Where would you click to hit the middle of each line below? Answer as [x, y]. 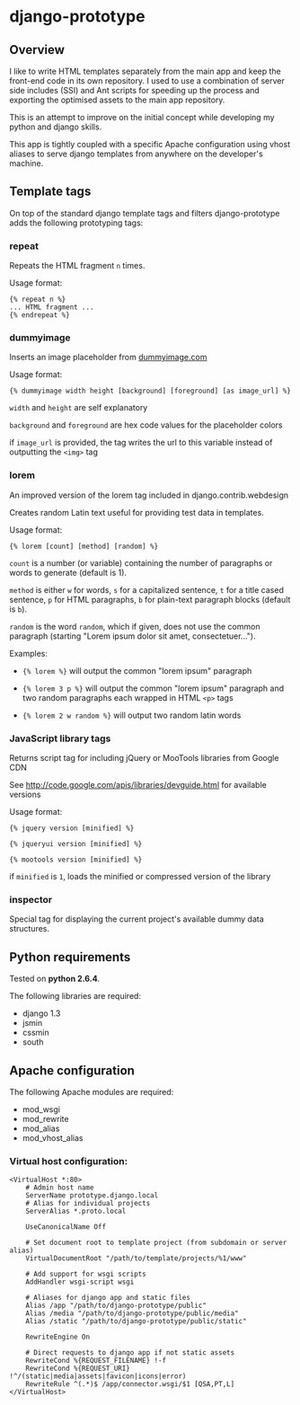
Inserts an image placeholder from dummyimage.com [108, 358]
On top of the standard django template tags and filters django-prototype [145, 213]
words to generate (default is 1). [68, 572]
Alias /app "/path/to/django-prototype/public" [116, 1306]
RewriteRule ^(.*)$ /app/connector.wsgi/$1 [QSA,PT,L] [130, 1384]
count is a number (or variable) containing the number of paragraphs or [141, 562]
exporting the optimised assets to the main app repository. [117, 100]
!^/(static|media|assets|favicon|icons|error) [98, 1376]
